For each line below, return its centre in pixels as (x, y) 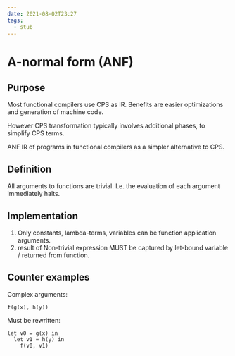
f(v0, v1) (34, 345)
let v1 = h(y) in (39, 339)
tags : (15, 20)
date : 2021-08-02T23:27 (42, 14)
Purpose (26, 88)
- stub (23, 27)
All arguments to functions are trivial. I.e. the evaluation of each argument (114, 186)
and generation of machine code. (56, 112)
